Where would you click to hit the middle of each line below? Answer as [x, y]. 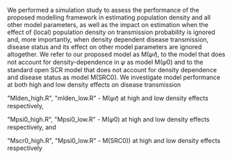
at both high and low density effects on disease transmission [94, 85]
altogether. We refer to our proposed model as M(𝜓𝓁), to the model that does [116, 54]
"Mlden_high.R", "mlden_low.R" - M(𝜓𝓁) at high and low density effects [108, 98]
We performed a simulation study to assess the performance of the [103, 10]
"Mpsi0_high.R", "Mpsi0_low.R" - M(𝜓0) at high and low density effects [108, 119]
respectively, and [32, 127]
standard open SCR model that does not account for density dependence [112, 70]
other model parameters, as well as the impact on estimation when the [108, 25]
